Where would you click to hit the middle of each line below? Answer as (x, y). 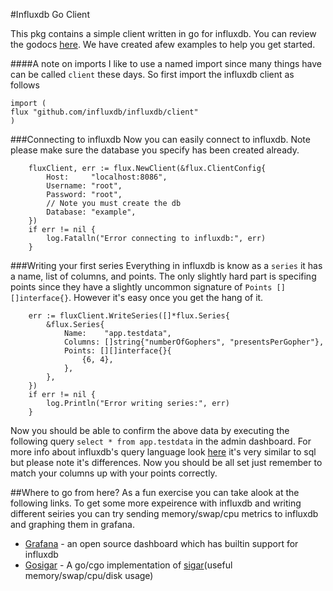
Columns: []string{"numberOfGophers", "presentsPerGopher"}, (194, 342)
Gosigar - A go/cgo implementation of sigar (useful (128, 565)
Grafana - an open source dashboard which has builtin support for (161, 543)
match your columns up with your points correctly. (114, 473)
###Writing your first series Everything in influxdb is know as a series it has (166, 265)
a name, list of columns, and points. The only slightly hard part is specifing (163, 276)
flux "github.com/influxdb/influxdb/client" (104, 112)
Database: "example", (91, 212)
